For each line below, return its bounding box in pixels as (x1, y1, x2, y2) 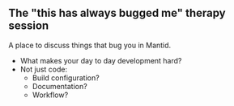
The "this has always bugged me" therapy (8, 6, 226, 20)
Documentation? (32, 81, 87, 91)
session (8, 19, 49, 33)
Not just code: (19, 64, 67, 74)
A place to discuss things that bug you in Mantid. (8, 40, 172, 50)
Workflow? (32, 90, 69, 100)
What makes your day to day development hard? (19, 55, 182, 65)
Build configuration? (32, 72, 100, 83)
